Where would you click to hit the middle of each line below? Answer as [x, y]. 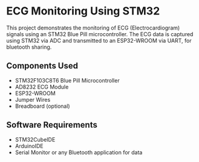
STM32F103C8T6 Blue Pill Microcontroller [67, 80]
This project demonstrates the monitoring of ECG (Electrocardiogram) [93, 28]
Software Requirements [52, 125]
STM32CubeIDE [35, 139]
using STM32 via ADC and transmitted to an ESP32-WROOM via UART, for [99, 40]
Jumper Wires [33, 99]
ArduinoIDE [29, 146]
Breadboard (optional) [43, 106]
